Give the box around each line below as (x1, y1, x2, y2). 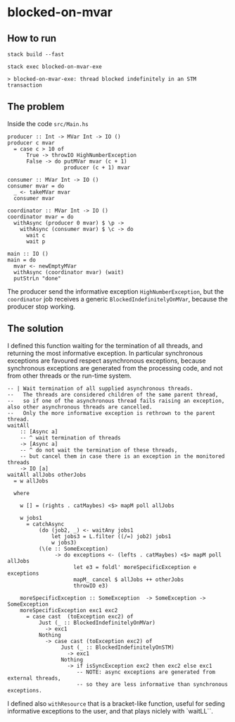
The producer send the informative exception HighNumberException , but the (7, 287, 224, 296)
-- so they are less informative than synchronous (76, 680, 229, 687)
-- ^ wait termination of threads (20, 434, 121, 441)
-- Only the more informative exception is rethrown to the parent (7, 409, 216, 416)
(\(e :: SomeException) (38, 545, 109, 552)
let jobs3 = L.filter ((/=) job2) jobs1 (51, 533, 172, 540)
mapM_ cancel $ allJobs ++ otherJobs (73, 575, 184, 583)
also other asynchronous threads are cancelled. (7, 403, 153, 411)
